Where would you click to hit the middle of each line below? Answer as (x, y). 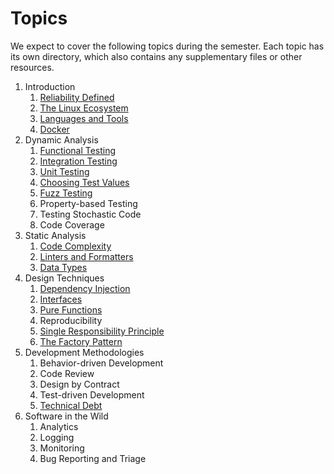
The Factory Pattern (81, 341)
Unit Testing (64, 171)
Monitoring (62, 448)
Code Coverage (72, 224)
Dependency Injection (85, 288)
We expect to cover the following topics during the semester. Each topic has (167, 46)
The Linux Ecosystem (84, 108)
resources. (32, 67)
